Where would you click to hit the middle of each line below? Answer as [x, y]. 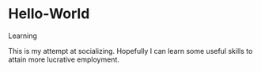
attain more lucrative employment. [64, 59]
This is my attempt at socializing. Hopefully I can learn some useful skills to [130, 51]
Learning [23, 36]
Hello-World [49, 14]
